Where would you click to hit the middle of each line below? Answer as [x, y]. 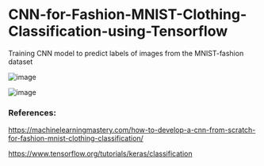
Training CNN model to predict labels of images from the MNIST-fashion [126, 53]
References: [33, 112]
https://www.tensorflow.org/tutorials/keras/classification [100, 154]
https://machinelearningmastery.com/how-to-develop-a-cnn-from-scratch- [132, 130]
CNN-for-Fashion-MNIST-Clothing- [128, 15]
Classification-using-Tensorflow [118, 31]
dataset [21, 62]
